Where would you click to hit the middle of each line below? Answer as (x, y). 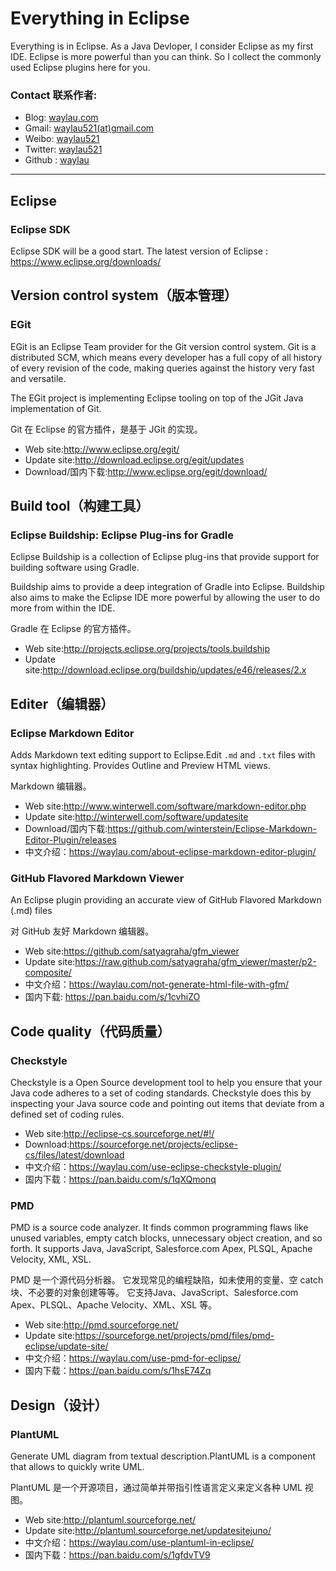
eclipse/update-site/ (66, 1346)
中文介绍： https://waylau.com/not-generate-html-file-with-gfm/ (157, 984)
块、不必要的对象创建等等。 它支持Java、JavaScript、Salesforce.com (154, 1293)
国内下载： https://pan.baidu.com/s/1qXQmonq (120, 1179)
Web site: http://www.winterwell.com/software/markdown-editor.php (165, 806)
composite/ (48, 973)
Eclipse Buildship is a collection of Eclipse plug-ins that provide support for (165, 557)
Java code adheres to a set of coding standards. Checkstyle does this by (161, 1093)
